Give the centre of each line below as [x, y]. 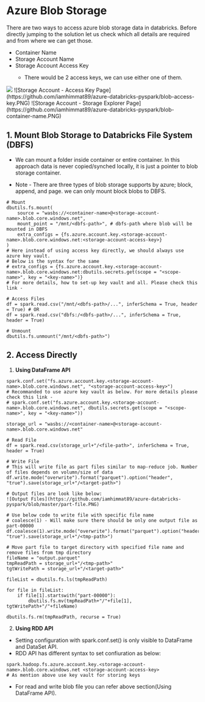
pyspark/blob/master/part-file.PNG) [53, 504]
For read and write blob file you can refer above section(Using [93, 686]
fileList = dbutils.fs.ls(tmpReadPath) [57, 579]
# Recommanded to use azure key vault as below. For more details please [102, 392]
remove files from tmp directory [49, 553]
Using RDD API [34, 628]
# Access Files [26, 299]
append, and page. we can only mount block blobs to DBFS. [91, 191]
